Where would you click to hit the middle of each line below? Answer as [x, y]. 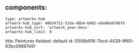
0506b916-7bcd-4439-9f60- [104, 41]
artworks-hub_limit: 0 [28, 32]
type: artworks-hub [25, 19]
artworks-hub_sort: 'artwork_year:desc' [47, 27]
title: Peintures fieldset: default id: [39, 41]
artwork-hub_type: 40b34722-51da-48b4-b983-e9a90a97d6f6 [65, 23]
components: [26, 8]
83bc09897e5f [20, 46]
